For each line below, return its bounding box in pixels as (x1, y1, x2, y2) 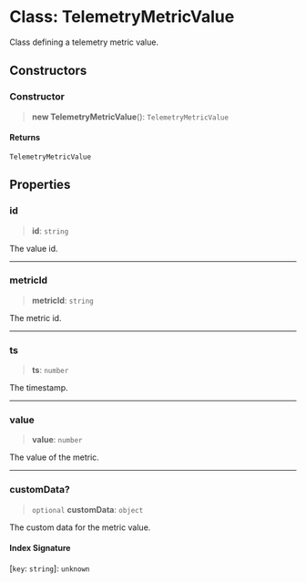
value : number (31, 434, 83, 445)
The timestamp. (9, 382, 68, 393)
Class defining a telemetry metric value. (9, 36, 159, 47)
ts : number (31, 365, 69, 376)
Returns (9, 132, 41, 143)
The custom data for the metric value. (9, 522, 151, 533)
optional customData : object (31, 504, 144, 515)
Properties (9, 177, 71, 193)
